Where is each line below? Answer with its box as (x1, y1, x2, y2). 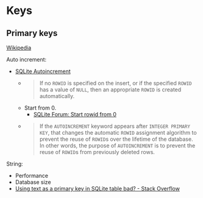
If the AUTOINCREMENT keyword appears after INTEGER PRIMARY (39, 122, 191, 130)
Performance (15, 172, 49, 179)
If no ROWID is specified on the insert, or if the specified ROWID (39, 80, 192, 87)
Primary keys (6, 28, 58, 38)
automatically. (39, 93, 75, 99)
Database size (15, 179, 51, 186)
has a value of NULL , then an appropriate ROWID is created (39, 86, 182, 93)
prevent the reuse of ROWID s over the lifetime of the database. (39, 135, 193, 143)
